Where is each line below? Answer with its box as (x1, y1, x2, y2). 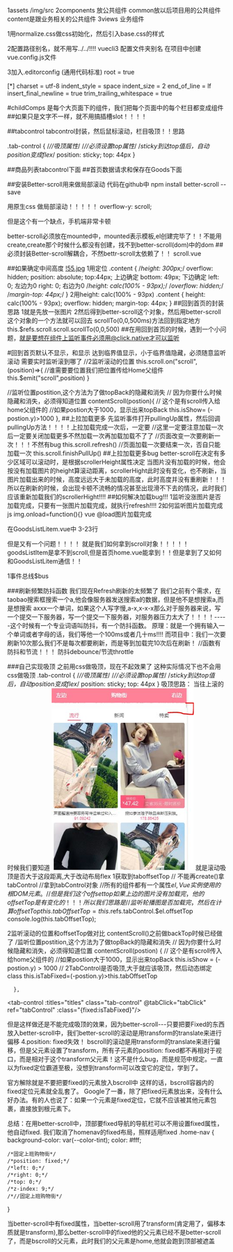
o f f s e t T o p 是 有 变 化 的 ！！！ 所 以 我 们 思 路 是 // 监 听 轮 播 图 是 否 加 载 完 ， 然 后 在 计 (7, 898, 222, 907)
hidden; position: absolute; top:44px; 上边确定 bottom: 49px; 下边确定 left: (7, 273, 220, 281)
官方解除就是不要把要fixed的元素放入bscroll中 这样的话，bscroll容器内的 (7, 1079, 214, 1086)
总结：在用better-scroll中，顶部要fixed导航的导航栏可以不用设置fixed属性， (7, 1120, 223, 1127)
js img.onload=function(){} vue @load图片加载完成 (7, 510, 152, 518)
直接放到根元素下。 (19, 1104, 74, 1113)
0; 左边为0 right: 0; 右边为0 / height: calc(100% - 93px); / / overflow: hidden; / (7, 281, 224, 290)
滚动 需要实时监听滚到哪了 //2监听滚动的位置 (7, 357, 135, 366)
